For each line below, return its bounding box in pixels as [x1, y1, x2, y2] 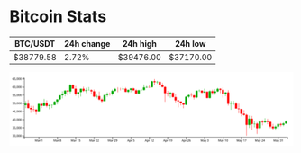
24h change [64, 39, 111, 49]
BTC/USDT [14, 39, 56, 49]
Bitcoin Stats [9, 6, 107, 27]
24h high [122, 39, 158, 49]
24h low [174, 39, 206, 49]
